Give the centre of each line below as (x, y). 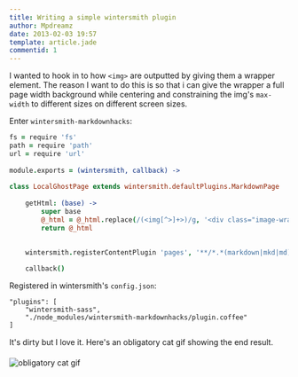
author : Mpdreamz (41, 26)
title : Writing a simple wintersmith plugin (93, 17)
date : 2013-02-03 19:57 (53, 34)
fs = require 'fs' (43, 137)
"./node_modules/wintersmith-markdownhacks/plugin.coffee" (137, 318)
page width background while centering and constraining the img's (132, 95)
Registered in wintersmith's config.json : (83, 286)
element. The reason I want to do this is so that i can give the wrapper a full (147, 85)
